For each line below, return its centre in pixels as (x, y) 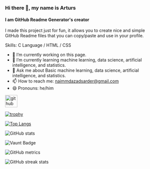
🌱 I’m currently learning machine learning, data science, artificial (77, 60)
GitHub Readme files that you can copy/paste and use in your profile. (75, 36)
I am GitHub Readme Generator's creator (47, 20)
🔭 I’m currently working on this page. (49, 55)
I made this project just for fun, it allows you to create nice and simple (75, 30)
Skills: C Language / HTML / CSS (38, 45)
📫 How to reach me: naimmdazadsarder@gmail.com (65, 81)
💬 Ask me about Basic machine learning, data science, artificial (75, 70)
